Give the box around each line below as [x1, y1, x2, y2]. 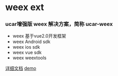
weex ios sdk [12, 44, 41, 50]
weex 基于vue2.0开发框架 [12, 33, 66, 39]
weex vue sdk [12, 50, 42, 56]
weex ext [5, 2, 45, 13]
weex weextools [12, 55, 47, 61]
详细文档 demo [5, 65, 36, 71]
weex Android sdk [12, 39, 51, 45]
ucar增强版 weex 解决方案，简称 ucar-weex [5, 21, 113, 28]
